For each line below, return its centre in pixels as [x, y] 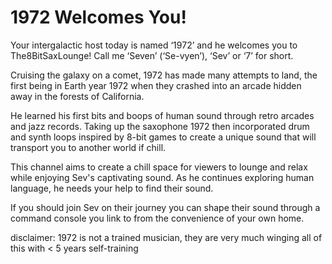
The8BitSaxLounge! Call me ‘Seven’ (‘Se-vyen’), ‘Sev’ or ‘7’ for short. [152, 55]
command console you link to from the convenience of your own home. [157, 218]
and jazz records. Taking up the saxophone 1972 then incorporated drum [160, 126]
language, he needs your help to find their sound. [112, 188]
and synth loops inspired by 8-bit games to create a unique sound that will [163, 137]
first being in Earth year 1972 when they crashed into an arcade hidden [156, 85]
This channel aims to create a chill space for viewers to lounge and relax [159, 167]
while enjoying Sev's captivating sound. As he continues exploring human [162, 177]
